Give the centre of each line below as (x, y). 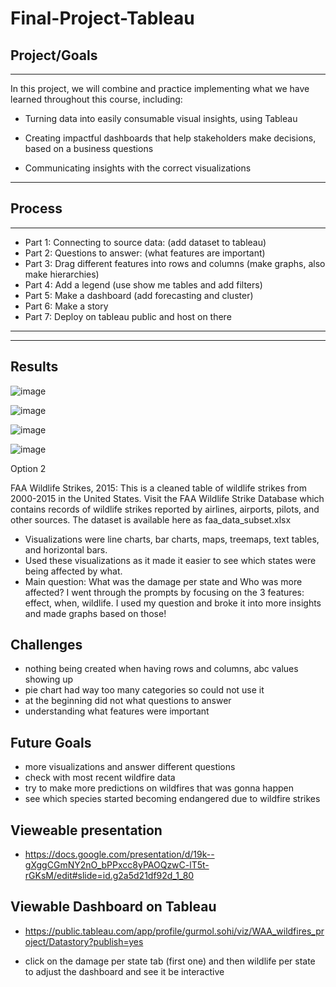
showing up (49, 679)
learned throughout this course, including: (96, 99)
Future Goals (51, 742)
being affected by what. (73, 571)
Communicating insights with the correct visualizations (138, 168)
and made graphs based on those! (95, 613)
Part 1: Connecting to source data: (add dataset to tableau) (145, 242)
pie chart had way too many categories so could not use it (144, 690)
